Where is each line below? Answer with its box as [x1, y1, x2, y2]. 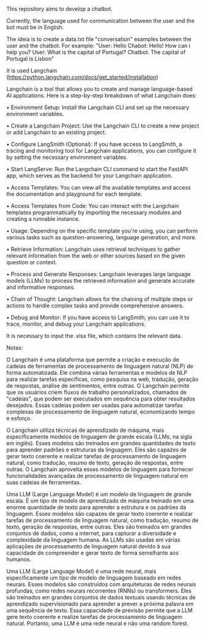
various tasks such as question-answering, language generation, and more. [6, 234, 197, 241]
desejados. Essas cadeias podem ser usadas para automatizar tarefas [6, 402, 183, 409]
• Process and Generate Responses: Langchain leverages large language [6, 270, 191, 278]
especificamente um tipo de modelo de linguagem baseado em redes [6, 574, 182, 581]
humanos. [6, 556, 32, 563]
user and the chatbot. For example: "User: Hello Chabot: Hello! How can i [6, 42, 191, 49]
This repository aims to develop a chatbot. [6, 6, 113, 12]
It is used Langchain [6, 67, 57, 74]
